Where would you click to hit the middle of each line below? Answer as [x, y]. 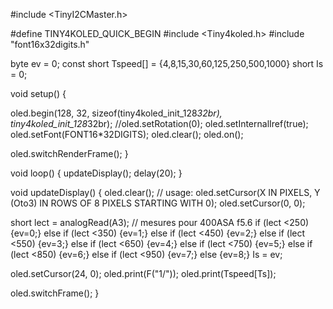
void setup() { [38, 93]
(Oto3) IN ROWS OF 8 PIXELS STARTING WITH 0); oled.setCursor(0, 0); [158, 203]
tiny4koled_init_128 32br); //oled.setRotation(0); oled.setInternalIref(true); [159, 123]
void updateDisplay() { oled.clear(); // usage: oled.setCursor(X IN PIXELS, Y [165, 192]
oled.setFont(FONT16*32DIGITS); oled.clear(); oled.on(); [127, 134]
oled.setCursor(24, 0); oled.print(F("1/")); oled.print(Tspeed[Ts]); [143, 273]
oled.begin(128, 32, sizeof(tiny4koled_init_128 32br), [116, 113]
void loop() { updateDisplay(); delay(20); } [96, 173]
